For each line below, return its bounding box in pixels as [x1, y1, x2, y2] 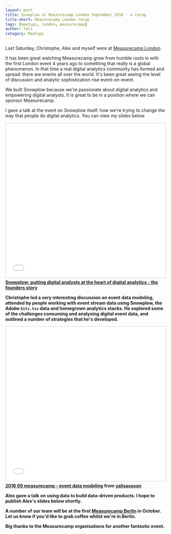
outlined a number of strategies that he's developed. [5, 316, 119, 322]
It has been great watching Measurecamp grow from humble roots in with [5, 55, 159, 61]
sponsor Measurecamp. [5, 97, 55, 103]
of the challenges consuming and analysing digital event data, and [5, 311, 149, 316]
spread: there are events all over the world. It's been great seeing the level [5, 71, 161, 77]
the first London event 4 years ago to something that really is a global [5, 61, 151, 66]
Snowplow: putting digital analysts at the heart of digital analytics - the [5, 279, 158, 285]
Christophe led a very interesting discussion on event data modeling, [5, 295, 154, 301]
